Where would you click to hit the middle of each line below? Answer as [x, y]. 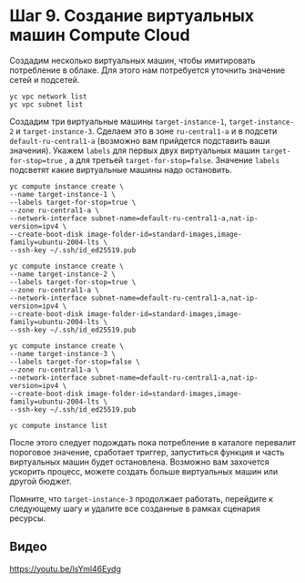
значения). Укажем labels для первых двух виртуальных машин [135, 150]
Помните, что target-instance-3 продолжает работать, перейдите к [142, 498]
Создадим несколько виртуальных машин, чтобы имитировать [132, 60]
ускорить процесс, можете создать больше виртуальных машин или [144, 471]
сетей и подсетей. [45, 79]
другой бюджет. [41, 481]
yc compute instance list [58, 425]
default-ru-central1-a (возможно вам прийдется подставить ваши [140, 140]
